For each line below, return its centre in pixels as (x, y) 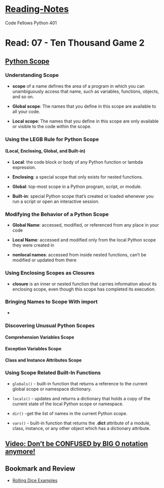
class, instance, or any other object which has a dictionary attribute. (81, 428)
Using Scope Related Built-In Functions (53, 373)
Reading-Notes (37, 9)
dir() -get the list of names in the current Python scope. (70, 413)
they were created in (33, 245)
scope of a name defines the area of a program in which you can (78, 86)
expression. (24, 167)
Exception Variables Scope (33, 349)
